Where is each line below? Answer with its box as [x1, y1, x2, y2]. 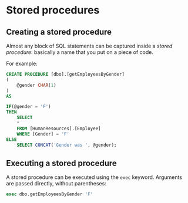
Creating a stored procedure [6, 27, 112, 37]
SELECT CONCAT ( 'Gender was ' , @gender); [16, 142, 117, 148]
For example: [6, 60, 38, 67]
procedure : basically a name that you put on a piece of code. [6, 49, 154, 56]
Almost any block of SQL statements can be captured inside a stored [6, 42, 173, 49]
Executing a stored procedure [6, 158, 117, 168]
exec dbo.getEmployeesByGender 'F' [6, 191, 93, 197]
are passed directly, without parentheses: [6, 180, 107, 187]
